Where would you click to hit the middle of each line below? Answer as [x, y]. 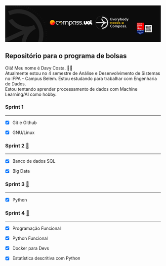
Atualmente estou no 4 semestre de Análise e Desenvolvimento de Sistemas [83, 73]
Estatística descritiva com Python [46, 258]
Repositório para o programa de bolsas [66, 56]
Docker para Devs [31, 248]
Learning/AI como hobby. [31, 94]
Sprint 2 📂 [17, 145]
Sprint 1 [14, 107]
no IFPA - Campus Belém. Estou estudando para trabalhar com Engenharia [81, 78]
